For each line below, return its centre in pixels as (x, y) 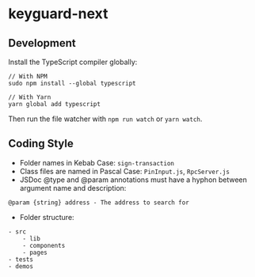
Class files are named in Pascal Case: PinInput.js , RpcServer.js (124, 171)
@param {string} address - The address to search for (99, 203)
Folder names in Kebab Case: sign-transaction (97, 162)
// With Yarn (30, 97)
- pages (35, 252)
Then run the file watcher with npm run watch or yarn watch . (105, 119)
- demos (21, 266)
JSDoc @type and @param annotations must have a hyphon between (133, 180)
